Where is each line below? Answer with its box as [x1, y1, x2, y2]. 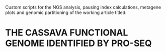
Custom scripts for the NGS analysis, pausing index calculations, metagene [5, 4, 161, 10]
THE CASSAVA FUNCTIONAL [5, 27, 128, 38]
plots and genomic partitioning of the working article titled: [5, 9, 127, 15]
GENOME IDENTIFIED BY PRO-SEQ [5, 37, 152, 49]
